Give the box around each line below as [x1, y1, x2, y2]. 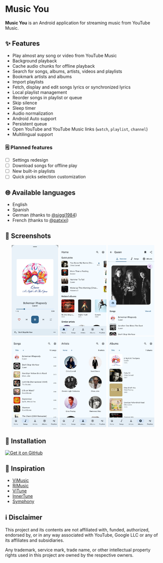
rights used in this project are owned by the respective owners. [5, 552, 134, 558]
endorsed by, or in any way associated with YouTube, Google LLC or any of [5, 532, 158, 538]
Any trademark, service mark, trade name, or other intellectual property [5, 547, 151, 553]
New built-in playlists [12, 168, 55, 174]
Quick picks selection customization [12, 174, 86, 180]
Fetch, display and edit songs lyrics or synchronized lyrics [12, 84, 131, 90]
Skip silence [12, 100, 38, 106]
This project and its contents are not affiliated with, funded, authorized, [5, 526, 150, 532]
